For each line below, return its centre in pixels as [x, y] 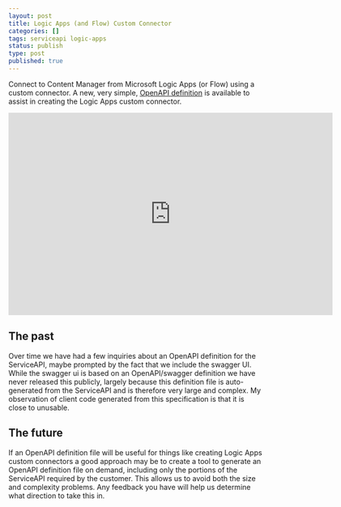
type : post [27, 53]
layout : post [30, 16]
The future [36, 433]
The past [31, 337]
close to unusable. [39, 407]
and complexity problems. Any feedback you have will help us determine [130, 487]
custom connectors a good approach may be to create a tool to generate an [135, 461]
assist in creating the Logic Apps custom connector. [95, 101]
